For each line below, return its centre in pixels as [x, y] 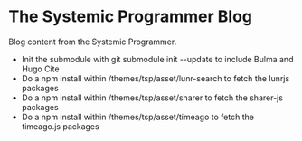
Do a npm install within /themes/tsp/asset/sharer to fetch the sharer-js [152, 98]
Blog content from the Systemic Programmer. [93, 42]
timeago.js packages [61, 126]
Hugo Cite [40, 69]
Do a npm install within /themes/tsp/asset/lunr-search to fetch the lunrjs [156, 78]
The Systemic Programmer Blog [131, 17]
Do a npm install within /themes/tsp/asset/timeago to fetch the [138, 117]
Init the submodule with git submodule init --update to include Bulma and [157, 59]
